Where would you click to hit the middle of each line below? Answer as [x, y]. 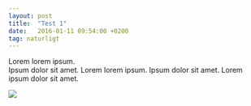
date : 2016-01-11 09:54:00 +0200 [69, 31]
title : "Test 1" [38, 23]
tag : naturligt [34, 38]
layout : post [30, 16]
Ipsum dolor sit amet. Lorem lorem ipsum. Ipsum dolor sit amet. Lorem [126, 70]
